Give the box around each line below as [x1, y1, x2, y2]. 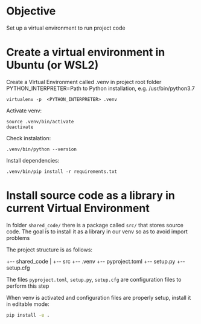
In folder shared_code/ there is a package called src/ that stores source [6, 221, 184, 228]
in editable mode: [6, 300, 49, 308]
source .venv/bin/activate [6, 118, 74, 125]
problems [6, 234, 30, 241]
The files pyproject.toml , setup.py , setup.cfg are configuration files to [6, 276, 182, 283]
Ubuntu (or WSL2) [6, 59, 99, 72]
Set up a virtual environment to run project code [6, 24, 126, 31]
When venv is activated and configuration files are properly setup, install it [6, 294, 191, 301]
